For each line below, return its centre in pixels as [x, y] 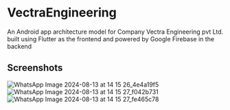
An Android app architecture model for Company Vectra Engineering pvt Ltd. [115, 32]
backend [20, 46]
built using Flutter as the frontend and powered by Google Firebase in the [111, 38]
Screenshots [35, 68]
